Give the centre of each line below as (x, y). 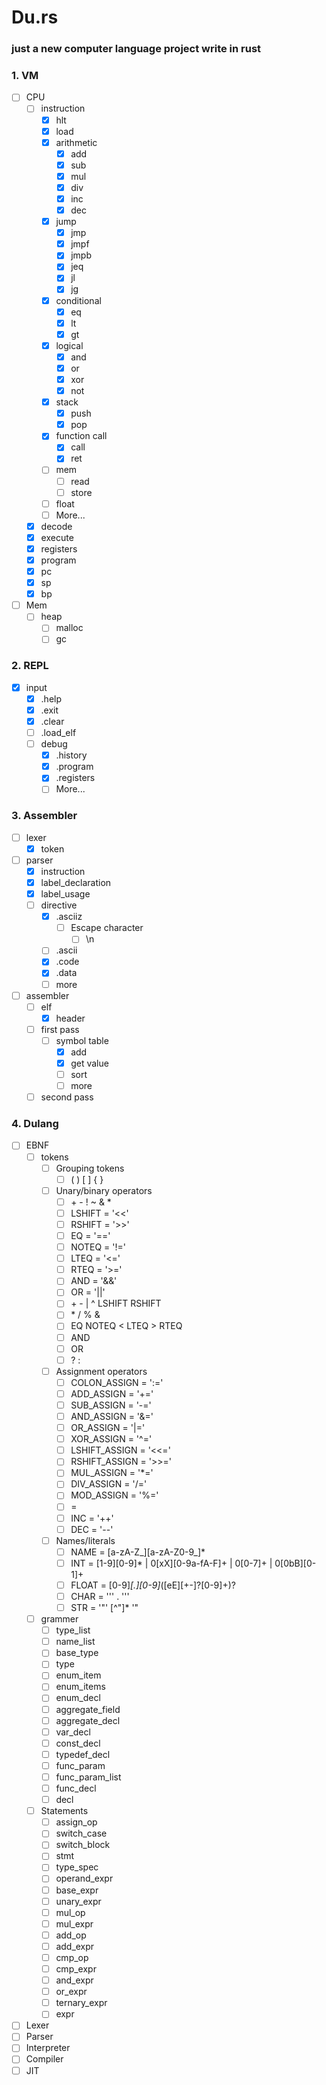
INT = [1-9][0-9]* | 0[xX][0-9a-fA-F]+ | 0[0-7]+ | (171, 1563)
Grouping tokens (90, 1168)
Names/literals (85, 1540)
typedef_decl (83, 1754)
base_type (77, 1653)
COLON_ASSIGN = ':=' (117, 1382)
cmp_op (72, 1957)
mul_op (70, 1912)
